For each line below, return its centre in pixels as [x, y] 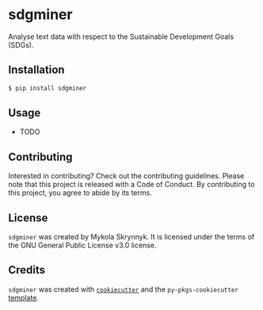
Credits [27, 270]
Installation [36, 70]
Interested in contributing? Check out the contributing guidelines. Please [126, 176]
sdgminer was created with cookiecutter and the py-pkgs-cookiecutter [124, 289]
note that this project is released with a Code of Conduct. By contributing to [131, 185]
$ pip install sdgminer [48, 88]
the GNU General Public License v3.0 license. [82, 245]
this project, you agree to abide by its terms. [80, 193]
